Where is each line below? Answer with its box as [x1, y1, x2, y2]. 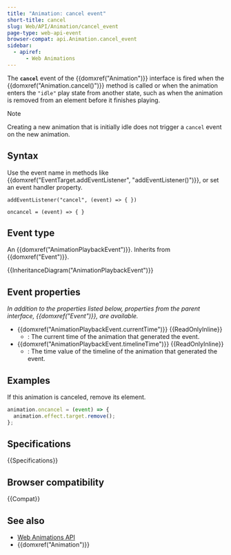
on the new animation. [7, 130, 70, 138]
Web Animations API [17, 533, 76, 542]
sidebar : [7, 42, 32, 49]
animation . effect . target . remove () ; [13, 412, 116, 420]
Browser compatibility [7, 476, 105, 488]
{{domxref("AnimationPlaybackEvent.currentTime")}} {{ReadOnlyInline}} [17, 325, 223, 333]
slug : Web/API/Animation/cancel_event [7, 23, 119, 30]
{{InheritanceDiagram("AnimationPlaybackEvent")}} [7, 266, 154, 275]
